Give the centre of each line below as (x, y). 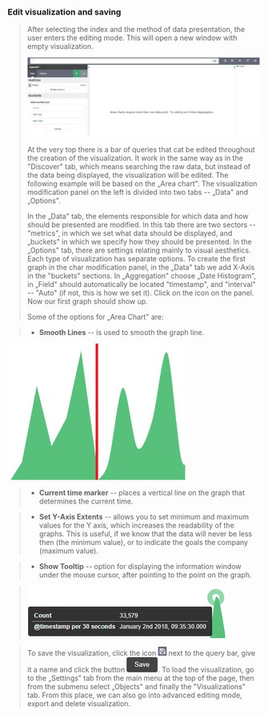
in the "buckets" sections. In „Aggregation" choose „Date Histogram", (142, 276)
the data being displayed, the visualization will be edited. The (128, 175)
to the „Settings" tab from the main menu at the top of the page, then (140, 678)
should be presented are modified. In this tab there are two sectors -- (142, 224)
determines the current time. (86, 501)
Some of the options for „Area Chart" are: (95, 317)
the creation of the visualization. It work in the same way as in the (135, 158)
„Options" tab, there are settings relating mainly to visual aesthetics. (139, 250)
